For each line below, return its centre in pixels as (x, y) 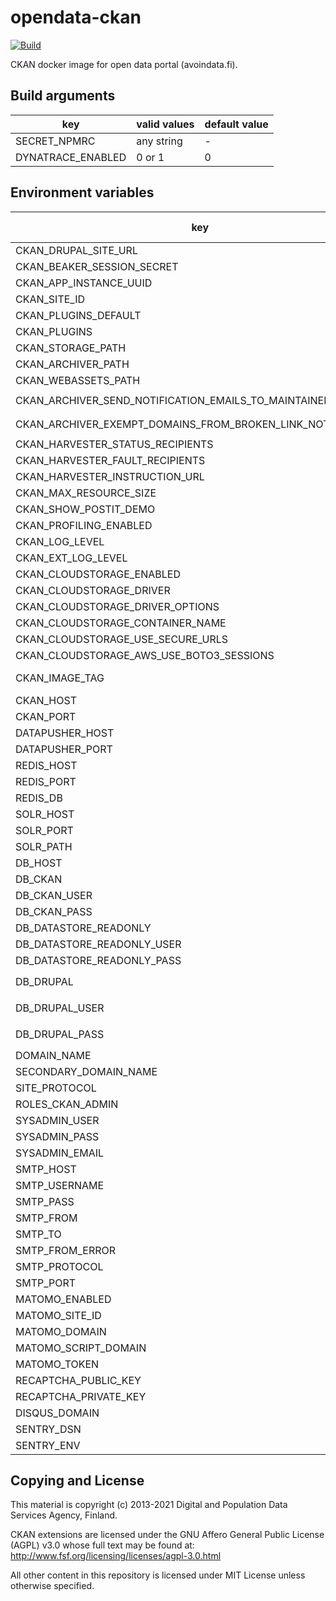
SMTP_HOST (46, 1169)
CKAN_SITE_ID (50, 299)
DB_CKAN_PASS (54, 911)
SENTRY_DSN (48, 1429)
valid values (165, 124)
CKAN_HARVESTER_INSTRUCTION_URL (110, 476)
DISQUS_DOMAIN (57, 1413)
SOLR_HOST (45, 814)
